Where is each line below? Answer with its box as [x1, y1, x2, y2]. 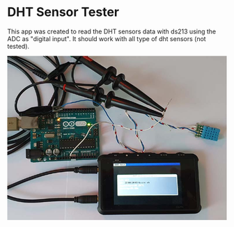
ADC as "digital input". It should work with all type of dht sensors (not [7, 34, 207, 42]
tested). [7, 42, 30, 50]
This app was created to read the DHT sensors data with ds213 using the [7, 27, 217, 36]
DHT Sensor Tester [7, 4, 120, 20]
